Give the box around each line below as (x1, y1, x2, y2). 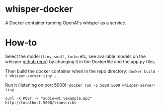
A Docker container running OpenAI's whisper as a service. (5, 20, 127, 26)
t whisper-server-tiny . (5, 73, 57, 78)
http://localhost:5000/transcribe (5, 100, 77, 105)
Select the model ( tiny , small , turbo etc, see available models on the (5, 53, 146, 59)
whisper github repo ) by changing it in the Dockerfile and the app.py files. (5, 58, 156, 65)
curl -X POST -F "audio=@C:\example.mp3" (5, 96, 92, 101)
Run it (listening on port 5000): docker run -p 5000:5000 (5, 82, 120, 88)
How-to (5, 37, 37, 48)
